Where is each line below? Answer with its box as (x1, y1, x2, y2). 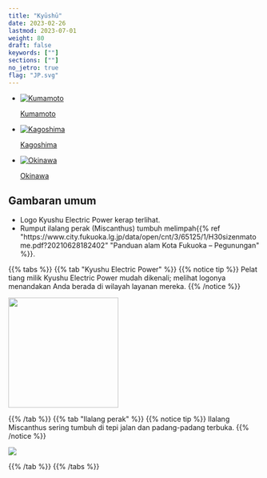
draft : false (8, 42, 52, 50)
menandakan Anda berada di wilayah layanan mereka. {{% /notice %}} (8, 282, 241, 291)
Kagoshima (19, 139, 58, 149)
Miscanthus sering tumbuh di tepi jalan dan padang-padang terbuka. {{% (8, 423, 249, 432)
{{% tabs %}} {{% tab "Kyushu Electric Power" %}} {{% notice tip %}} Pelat (8, 265, 258, 275)
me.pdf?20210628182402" (19, 241, 109, 251)
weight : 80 (8, 34, 45, 42)
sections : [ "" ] (8, 57, 59, 65)
